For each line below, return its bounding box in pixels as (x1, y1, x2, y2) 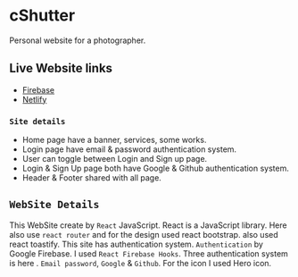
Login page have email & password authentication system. (21, 144, 237, 155)
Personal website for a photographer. (9, 35, 146, 46)
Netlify (21, 94, 47, 105)
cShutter (9, 5, 76, 26)
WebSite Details (9, 198, 100, 211)
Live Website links (9, 61, 113, 76)
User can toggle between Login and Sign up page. (21, 154, 208, 164)
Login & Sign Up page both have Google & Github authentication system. (21, 163, 290, 174)
